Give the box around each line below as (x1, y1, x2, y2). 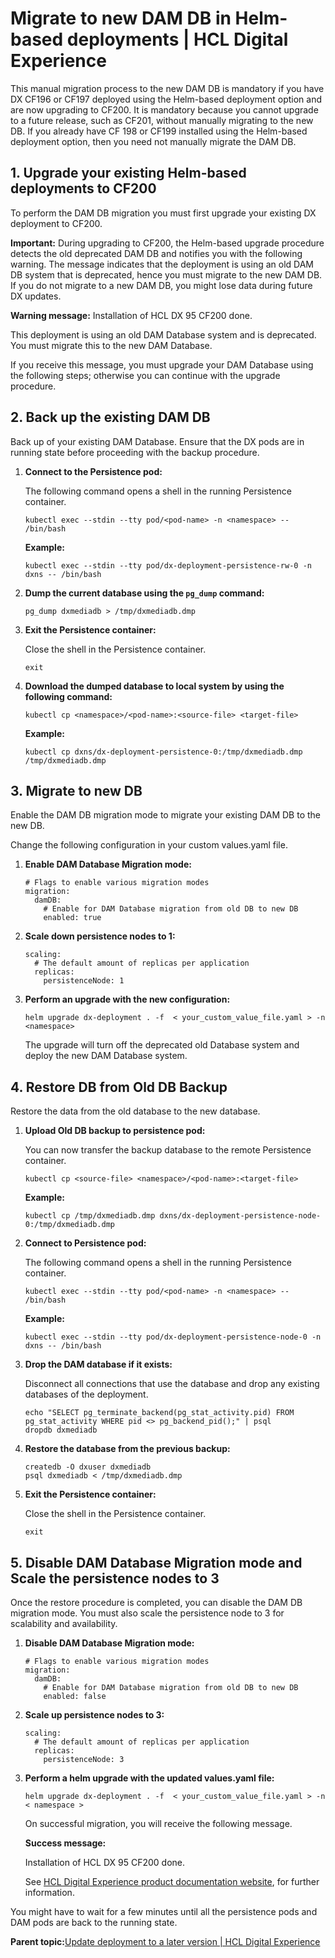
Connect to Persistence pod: (24, 1237, 147, 1249)
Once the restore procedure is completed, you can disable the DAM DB (10, 1597, 303, 1608)
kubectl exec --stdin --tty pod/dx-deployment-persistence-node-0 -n (24, 1332, 322, 1342)
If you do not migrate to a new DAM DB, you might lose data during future (10, 279, 313, 291)
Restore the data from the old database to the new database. (10, 1105, 261, 1117)
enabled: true (43, 913, 102, 923)
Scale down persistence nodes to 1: (24, 930, 176, 942)
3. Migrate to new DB (10, 782, 143, 799)
